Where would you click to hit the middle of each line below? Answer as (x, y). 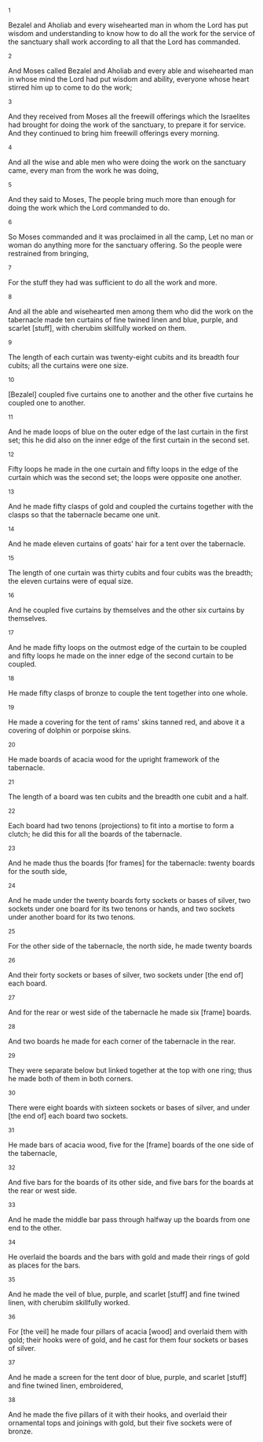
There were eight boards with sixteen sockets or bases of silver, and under (129, 1108)
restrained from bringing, (48, 253)
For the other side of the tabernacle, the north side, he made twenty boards (130, 946)
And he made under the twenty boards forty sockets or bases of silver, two (130, 900)
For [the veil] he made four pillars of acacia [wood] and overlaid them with (128, 1332)
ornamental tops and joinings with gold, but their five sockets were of (120, 1423)
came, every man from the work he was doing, (84, 171)
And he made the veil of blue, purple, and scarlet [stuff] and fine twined (124, 1294)
